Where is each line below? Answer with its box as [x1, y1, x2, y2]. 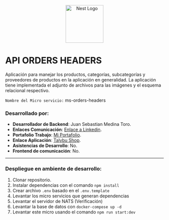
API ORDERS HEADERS [5, 55, 102, 66]
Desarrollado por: [5, 110, 49, 117]
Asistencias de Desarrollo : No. [12, 142, 77, 149]
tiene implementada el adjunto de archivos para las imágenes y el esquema [5, 82, 161, 88]
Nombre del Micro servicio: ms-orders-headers [5, 97, 106, 103]
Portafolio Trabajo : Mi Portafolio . [12, 132, 81, 138]
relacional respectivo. [5, 87, 50, 93]
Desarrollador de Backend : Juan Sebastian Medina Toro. [12, 121, 132, 127]
